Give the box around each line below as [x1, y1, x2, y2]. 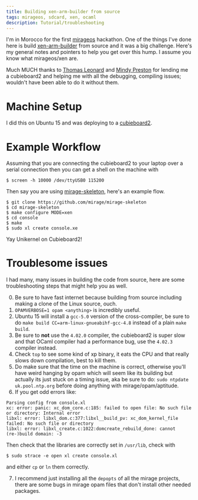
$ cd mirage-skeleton [6, 205, 60, 211]
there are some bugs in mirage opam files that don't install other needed [14, 481, 191, 488]
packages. [14, 488, 41, 495]
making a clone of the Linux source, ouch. [14, 300, 117, 307]
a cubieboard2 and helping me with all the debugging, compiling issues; [6, 72, 181, 80]
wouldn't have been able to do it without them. [6, 79, 119, 86]
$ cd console [6, 215, 38, 221]
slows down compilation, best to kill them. [14, 357, 117, 364]
